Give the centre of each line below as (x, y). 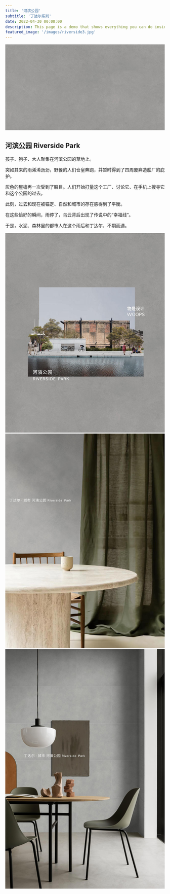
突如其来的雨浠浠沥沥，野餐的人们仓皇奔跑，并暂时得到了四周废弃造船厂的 (83, 169)
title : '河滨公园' (23, 11)
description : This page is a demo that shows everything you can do (79, 27)
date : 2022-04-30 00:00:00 (34, 21)
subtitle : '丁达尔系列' (28, 16)
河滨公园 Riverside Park (43, 146)
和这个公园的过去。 (25, 193)
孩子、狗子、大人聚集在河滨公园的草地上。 (50, 159)
